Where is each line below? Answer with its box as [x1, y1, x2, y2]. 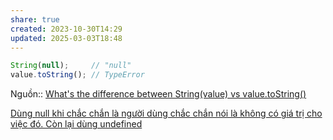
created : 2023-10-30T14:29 [10, 24, 123, 34]
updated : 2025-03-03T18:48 [10, 33, 123, 43]
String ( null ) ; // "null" [10, 61, 132, 71]
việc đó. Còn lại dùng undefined [10, 118, 143, 130]
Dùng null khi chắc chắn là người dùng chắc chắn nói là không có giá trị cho [10, 107, 323, 120]
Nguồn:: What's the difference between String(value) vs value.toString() [10, 88, 307, 100]
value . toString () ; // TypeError [10, 70, 145, 80]
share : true [10, 14, 60, 25]
